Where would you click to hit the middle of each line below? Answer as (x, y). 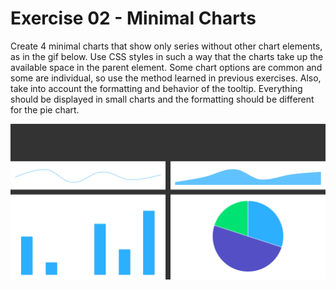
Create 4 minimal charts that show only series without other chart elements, (166, 46)
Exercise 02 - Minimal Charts (133, 18)
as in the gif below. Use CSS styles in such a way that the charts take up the (167, 56)
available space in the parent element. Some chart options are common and (166, 67)
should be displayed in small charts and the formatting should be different (162, 99)
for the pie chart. (45, 109)
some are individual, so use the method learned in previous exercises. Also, (166, 78)
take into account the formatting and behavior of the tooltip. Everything (156, 88)
